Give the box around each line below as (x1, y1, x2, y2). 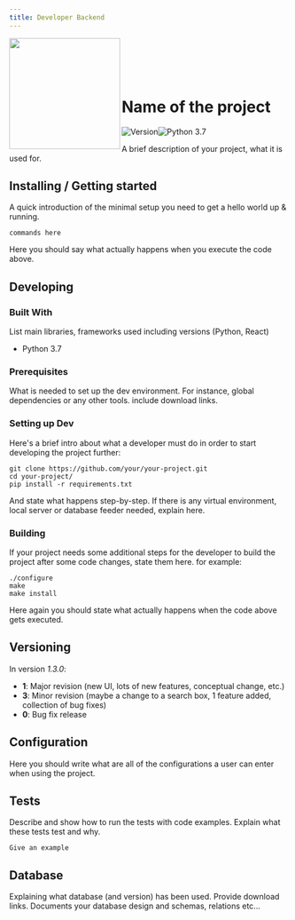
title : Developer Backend (9, 12, 105, 22)
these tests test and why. (9, 827, 101, 837)
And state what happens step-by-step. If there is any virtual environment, (9, 495, 277, 506)
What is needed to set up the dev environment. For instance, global (9, 385, 254, 396)
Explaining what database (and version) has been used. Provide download (9, 892, 280, 902)
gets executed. (9, 614, 64, 624)
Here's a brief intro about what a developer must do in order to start (9, 437, 257, 448)
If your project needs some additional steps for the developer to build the (9, 547, 276, 558)
